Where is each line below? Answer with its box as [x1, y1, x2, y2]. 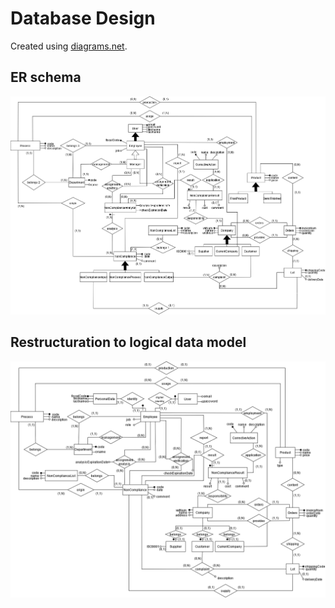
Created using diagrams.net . [10, 40, 128, 52]
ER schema [10, 69, 82, 86]
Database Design [10, 7, 156, 30]
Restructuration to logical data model [10, 334, 247, 351]
